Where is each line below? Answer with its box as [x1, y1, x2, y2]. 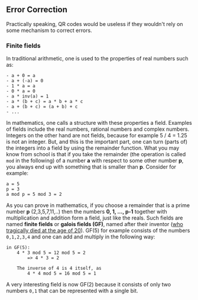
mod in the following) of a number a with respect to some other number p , [6, 157, 184, 164]
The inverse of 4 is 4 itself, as [17, 266, 102, 272]
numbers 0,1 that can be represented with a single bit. [6, 287, 138, 295]
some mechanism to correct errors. [6, 27, 93, 34]
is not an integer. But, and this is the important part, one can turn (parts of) [6, 138, 188, 146]
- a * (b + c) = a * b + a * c [6, 99, 83, 105]
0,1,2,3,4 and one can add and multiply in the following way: [6, 233, 155, 240]
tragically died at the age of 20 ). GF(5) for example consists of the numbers [6, 227, 190, 234]
